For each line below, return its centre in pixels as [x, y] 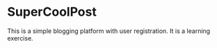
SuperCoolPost [52, 12]
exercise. [20, 38]
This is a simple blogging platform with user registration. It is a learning [109, 31]
